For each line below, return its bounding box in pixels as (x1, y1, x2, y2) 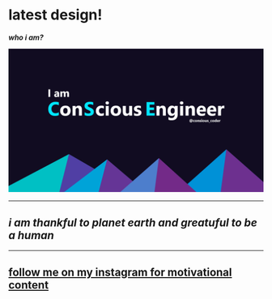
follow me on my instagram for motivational (8, 265, 232, 279)
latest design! (8, 6, 103, 24)
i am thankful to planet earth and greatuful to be (8, 216, 257, 229)
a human (8, 229, 54, 242)
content (8, 278, 49, 292)
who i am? (8, 32, 45, 42)
